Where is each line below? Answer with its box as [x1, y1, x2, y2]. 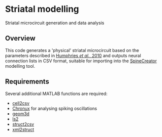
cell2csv [12, 100, 30, 106]
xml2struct [12, 126, 34, 132]
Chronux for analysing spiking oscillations [12, 105, 97, 111]
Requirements [5, 78, 49, 86]
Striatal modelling [5, 3, 79, 15]
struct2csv [12, 121, 34, 127]
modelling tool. [5, 63, 35, 69]
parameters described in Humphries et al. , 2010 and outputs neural [5, 52, 141, 58]
